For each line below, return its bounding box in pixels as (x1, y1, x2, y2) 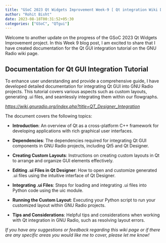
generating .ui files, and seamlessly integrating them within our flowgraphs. (5, 94, 159, 100)
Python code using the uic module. (12, 187, 83, 193)
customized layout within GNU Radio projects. (12, 202, 106, 208)
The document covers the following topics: (5, 113, 92, 119)
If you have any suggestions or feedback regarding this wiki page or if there (5, 227, 161, 233)
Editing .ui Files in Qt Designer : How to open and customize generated (12, 167, 157, 174)
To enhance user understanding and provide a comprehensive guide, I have (5, 78, 159, 84)
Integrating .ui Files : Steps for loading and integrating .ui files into (12, 182, 147, 188)
